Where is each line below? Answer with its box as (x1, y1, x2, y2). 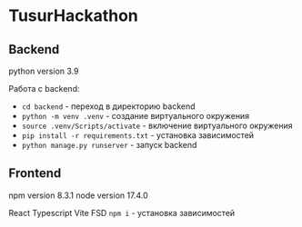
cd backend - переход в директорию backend (21, 101, 196, 112)
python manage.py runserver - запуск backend (21, 140, 197, 150)
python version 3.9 (8, 65, 79, 76)
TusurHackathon (8, 5, 138, 26)
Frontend (8, 165, 62, 182)
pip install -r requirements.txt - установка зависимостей (21, 130, 255, 141)
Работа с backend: (8, 84, 80, 94)
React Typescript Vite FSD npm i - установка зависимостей (8, 207, 236, 218)
